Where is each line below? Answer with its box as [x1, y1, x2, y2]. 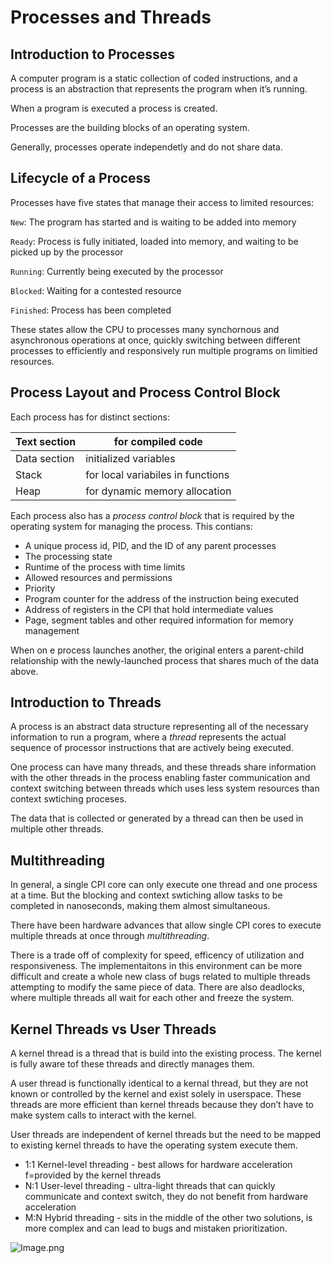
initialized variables [85, 451, 176, 465]
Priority [24, 582, 56, 594]
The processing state [24, 550, 113, 562]
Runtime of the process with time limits [24, 561, 186, 573]
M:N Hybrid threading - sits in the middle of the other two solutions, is [24, 1212, 313, 1224]
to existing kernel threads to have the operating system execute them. [10, 1139, 298, 1151]
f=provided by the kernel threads [24, 1169, 162, 1181]
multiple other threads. [10, 823, 104, 835]
